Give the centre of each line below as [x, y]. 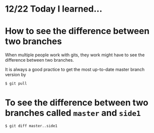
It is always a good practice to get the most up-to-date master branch [75, 69]
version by [16, 75]
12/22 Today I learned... [54, 9]
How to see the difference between [77, 31]
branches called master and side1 [73, 113]
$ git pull [16, 83]
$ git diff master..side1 [31, 126]
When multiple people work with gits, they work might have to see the [75, 55]
